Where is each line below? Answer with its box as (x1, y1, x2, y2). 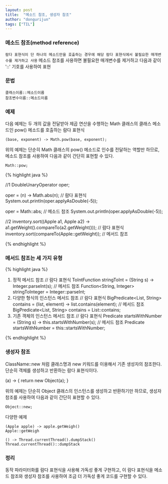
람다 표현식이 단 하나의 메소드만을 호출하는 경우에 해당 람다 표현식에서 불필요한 (5, 52, 149, 57)
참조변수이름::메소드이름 (5, 95, 48, 100)
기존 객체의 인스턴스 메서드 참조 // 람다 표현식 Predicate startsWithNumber (12, 313, 162, 319)
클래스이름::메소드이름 (5, 90, 44, 95)
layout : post (5, 7, 33, 13)
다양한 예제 (5, 414, 27, 420)
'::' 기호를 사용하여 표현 (5, 63, 51, 69)
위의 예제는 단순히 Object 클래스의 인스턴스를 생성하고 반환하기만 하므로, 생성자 (5, 388, 162, 394)
